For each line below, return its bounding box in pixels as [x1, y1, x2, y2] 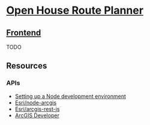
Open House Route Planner [6, 4, 144, 17]
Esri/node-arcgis [14, 99, 57, 106]
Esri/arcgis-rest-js [14, 105, 60, 112]
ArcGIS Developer [14, 112, 60, 119]
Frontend [6, 28, 41, 38]
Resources [6, 61, 47, 71]
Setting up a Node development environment [14, 93, 126, 100]
